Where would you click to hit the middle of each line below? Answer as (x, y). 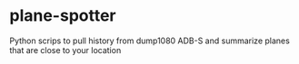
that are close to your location (65, 50)
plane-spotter (63, 16)
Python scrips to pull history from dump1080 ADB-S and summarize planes (150, 41)
